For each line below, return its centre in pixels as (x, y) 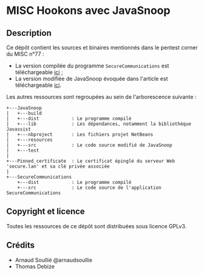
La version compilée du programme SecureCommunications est (92, 66)
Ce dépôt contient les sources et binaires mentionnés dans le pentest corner (102, 47)
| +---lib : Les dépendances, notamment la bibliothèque (99, 124)
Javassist (19, 129)
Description (29, 33)
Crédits (21, 246)
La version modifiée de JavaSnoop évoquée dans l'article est (91, 79)
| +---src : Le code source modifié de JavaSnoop (89, 145)
